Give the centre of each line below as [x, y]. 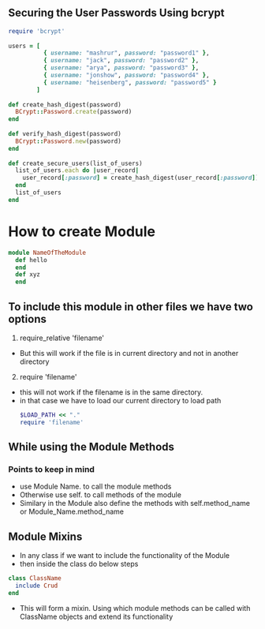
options [28, 319]
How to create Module [82, 231]
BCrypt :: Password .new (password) [69, 141]
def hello [31, 260]
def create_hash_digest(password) [65, 105]
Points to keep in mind [51, 469]
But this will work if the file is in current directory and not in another [129, 353]
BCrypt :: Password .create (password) [74, 112]
